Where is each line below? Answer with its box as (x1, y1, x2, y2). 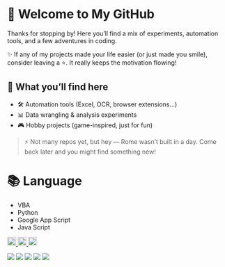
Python (17, 208, 38, 216)
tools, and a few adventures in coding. (7, 36, 117, 44)
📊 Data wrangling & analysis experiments (17, 111, 137, 119)
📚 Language (7, 173, 82, 188)
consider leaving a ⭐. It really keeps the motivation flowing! (7, 58, 177, 67)
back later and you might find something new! (24, 147, 157, 156)
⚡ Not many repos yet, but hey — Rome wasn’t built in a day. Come (24, 137, 217, 145)
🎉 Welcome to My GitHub (7, 6, 155, 22)
